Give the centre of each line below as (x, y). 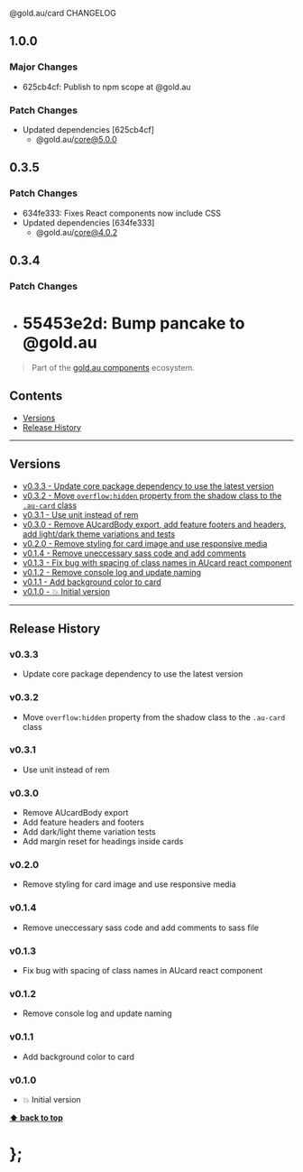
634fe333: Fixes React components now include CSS (122, 213)
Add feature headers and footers (83, 822)
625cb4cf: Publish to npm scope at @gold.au (106, 87)
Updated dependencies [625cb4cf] (88, 129)
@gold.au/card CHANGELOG (63, 13)
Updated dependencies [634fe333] (88, 222)
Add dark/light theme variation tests (89, 832)
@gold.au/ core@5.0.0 (76, 139)
